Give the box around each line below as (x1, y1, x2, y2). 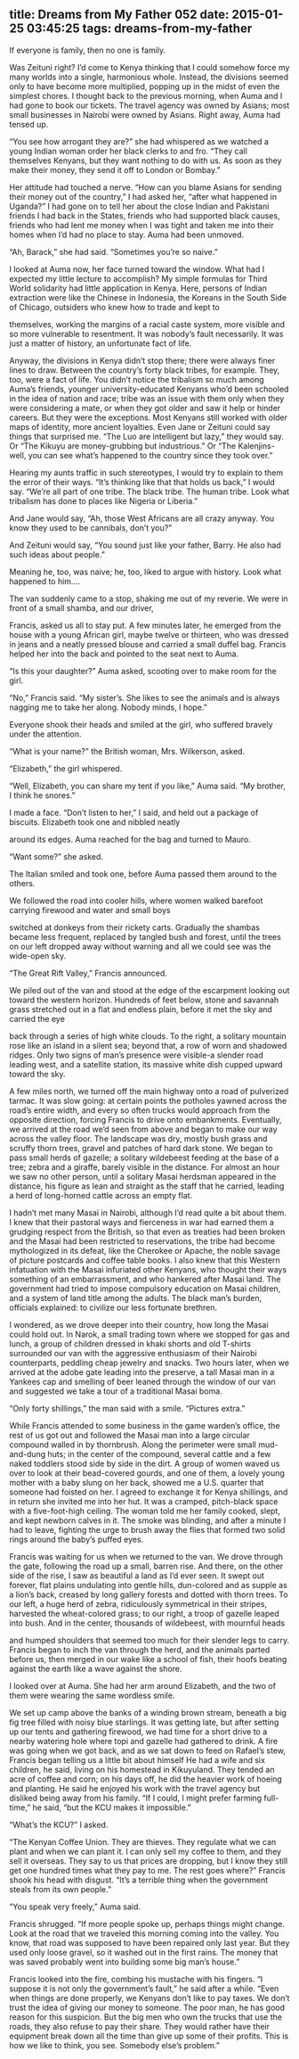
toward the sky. (9, 1068, 66, 1079)
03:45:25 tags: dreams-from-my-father (26, 21, 253, 37)
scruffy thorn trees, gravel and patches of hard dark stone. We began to (9, 1142, 273, 1153)
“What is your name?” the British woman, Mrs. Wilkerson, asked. (9, 745, 246, 756)
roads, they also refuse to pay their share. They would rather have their (9, 2021, 270, 2031)
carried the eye (9, 1013, 65, 1024)
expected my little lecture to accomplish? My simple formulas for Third (9, 273, 268, 284)
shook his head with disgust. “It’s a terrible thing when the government (9, 1874, 269, 1885)
